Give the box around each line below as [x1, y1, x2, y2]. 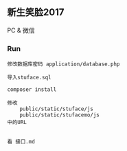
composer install [7, 86, 57, 93]
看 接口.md [7, 139, 36, 145]
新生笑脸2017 [7, 6, 65, 19]
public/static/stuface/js [19, 105, 94, 112]
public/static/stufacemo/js [19, 112, 100, 119]
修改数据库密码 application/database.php [7, 61, 120, 68]
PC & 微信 [7, 26, 36, 34]
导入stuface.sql [7, 74, 51, 81]
